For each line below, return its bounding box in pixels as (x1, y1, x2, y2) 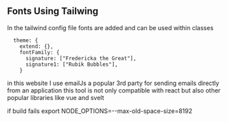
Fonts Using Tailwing (7, 5, 99, 17)
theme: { (13, 37, 38, 44)
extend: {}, (19, 42, 54, 50)
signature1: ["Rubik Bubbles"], (25, 61, 118, 68)
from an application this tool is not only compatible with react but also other (7, 86, 221, 95)
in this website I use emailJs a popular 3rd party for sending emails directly (7, 79, 220, 87)
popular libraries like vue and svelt (7, 93, 104, 101)
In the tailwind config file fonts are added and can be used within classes (7, 23, 214, 32)
